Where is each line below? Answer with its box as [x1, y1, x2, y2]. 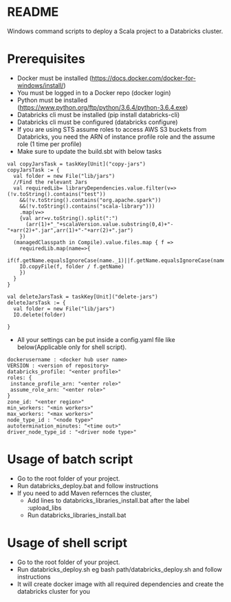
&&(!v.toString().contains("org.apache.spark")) [19, 197, 162, 203]
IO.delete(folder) [13, 311, 67, 318]
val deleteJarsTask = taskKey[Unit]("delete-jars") [7, 293, 158, 300]
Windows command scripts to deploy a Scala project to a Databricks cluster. [7, 27, 223, 35]
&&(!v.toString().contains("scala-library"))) [19, 203, 155, 210]
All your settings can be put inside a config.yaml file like [16, 335, 175, 343]
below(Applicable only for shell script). [16, 343, 127, 351]
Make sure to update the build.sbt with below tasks [16, 147, 162, 155]
